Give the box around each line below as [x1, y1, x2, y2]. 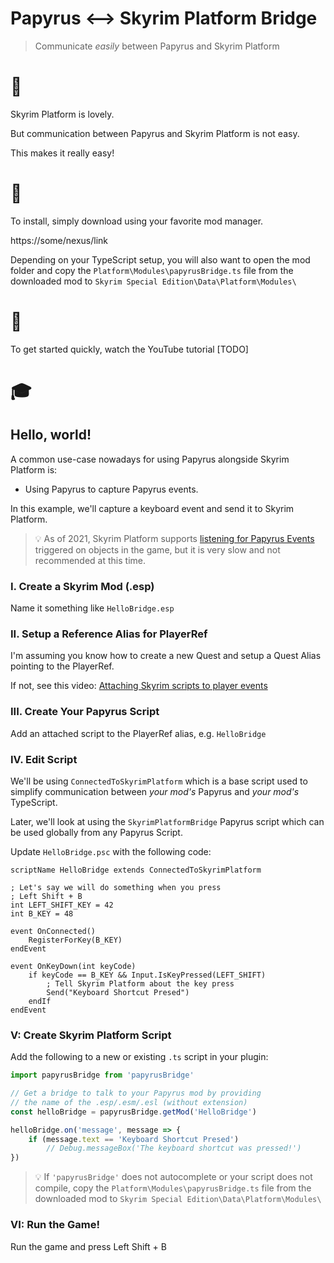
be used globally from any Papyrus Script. [10, 826, 183, 838]
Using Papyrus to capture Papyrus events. [24, 483, 199, 495]
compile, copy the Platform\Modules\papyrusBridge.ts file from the [34, 1182, 312, 1194]
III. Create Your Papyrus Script [10, 705, 160, 719]
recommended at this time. [34, 554, 146, 566]
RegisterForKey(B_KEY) [28, 935, 123, 945]
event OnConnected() [10, 926, 97, 936]
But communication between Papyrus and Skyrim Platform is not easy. [10, 127, 300, 139]
